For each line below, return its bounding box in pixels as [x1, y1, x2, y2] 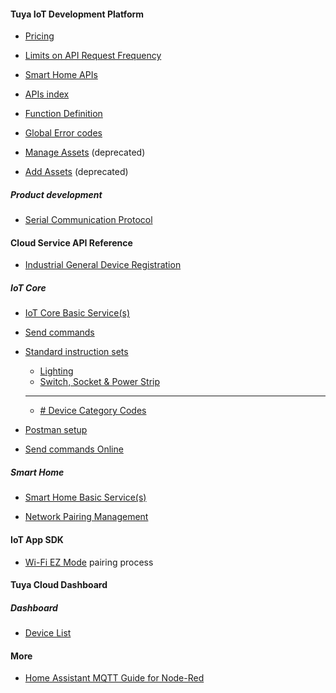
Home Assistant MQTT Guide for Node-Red [24, 672, 205, 684]
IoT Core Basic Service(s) [24, 307, 130, 319]
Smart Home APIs [24, 69, 98, 81]
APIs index [24, 88, 70, 100]
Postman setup [24, 424, 88, 436]
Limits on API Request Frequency [24, 50, 162, 62]
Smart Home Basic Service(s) [24, 491, 147, 504]
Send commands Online [24, 443, 124, 455]
